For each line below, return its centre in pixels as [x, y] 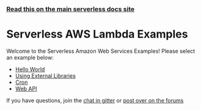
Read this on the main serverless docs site [71, 9]
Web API [26, 88]
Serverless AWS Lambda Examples [97, 34]
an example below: [30, 57]
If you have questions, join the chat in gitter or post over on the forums [95, 100]
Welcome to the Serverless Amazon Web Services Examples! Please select [101, 51]
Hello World [30, 69]
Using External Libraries [46, 75]
